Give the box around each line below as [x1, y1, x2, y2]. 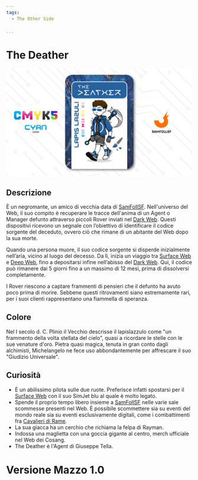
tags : [6, 9, 20, 15]
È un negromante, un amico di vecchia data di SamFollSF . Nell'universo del [6, 203, 188, 210]
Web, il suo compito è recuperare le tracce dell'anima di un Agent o [6, 209, 170, 216]
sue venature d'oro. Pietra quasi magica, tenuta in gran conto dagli [6, 340, 168, 348]
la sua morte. [6, 234, 38, 242]
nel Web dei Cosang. [14, 436, 66, 443]
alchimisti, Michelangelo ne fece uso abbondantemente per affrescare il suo [6, 346, 191, 354]
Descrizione [6, 187, 52, 197]
